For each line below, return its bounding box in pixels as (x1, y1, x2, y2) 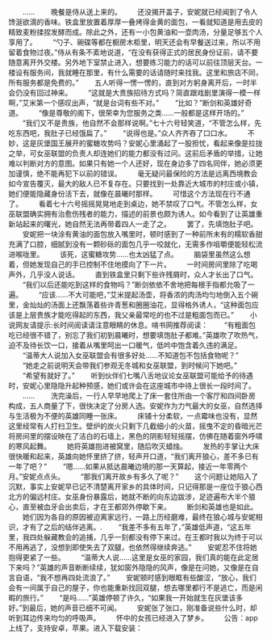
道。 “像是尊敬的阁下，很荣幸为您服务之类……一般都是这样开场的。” (8, 108, 244, 117)
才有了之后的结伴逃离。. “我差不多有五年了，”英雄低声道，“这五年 (22, 522, 252, 532)
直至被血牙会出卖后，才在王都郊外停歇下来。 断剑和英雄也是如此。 (22, 502, 258, 512)
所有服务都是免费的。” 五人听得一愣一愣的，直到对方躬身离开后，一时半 (8, 78, 258, 87)
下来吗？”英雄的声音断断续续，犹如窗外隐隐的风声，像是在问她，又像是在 (8, 562, 252, 572)
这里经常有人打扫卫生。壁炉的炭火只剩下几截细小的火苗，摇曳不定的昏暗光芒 (8, 421, 263, 431)
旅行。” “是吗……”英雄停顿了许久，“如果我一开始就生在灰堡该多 (22, 593, 244, 602)
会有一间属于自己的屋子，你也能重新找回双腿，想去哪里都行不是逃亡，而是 (8, 583, 256, 592)
